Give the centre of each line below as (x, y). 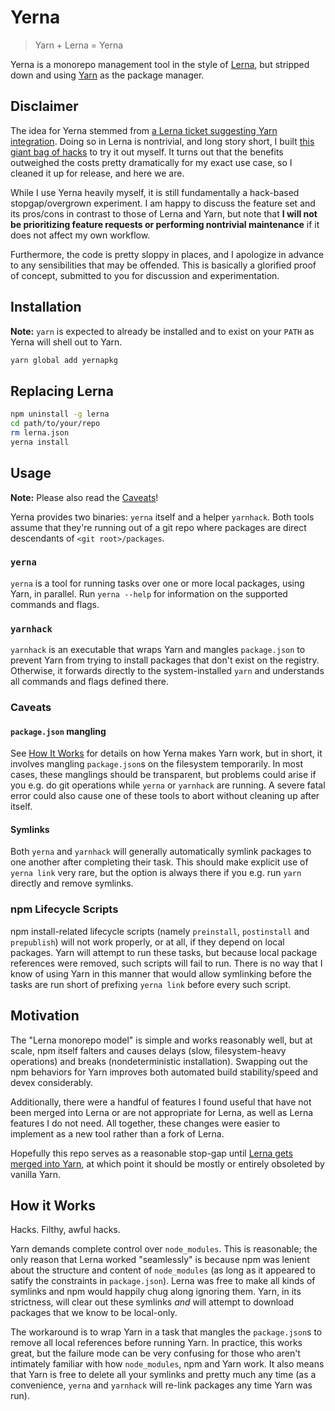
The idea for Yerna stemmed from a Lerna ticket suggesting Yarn (144, 130)
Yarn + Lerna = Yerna (79, 45)
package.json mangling (58, 731)
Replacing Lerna (62, 391)
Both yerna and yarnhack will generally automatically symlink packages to (161, 852)
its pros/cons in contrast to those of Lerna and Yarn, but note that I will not (164, 213)
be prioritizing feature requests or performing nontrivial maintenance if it (165, 224)
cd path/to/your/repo (55, 424)
